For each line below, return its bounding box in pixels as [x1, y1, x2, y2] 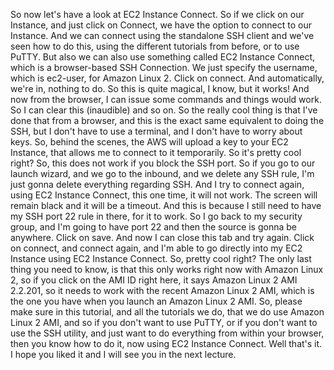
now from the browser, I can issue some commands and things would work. [10, 94, 322, 105]
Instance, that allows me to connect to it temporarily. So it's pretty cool [10, 147, 302, 158]
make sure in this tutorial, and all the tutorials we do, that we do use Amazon [10, 306, 325, 318]
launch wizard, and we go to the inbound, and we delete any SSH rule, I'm [10, 168, 315, 179]
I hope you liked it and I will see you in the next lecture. [10, 349, 237, 360]
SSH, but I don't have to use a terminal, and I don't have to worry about [10, 125, 303, 137]
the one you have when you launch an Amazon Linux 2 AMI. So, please [10, 295, 303, 307]
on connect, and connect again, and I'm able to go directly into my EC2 [10, 242, 303, 254]
